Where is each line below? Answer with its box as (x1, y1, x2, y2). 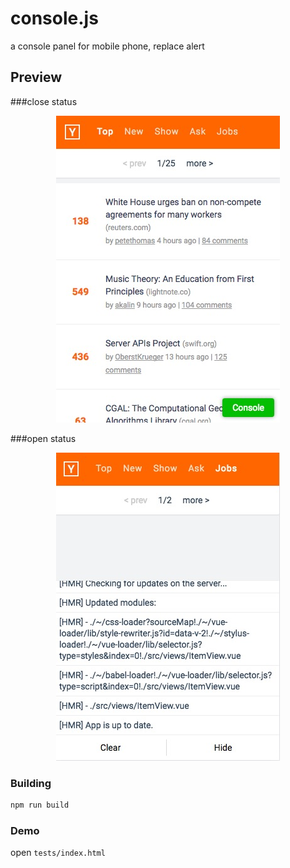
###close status (10, 95, 78, 107)
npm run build (10, 800, 70, 811)
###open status (10, 432, 77, 444)
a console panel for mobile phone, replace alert (10, 40, 205, 52)
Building (10, 776, 52, 790)
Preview (10, 69, 63, 86)
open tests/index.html (10, 847, 106, 859)
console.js (10, 7, 99, 30)
